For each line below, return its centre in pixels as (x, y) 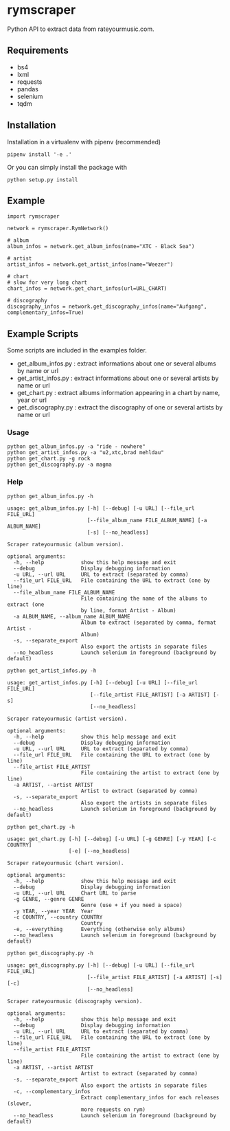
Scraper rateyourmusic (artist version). (67, 719)
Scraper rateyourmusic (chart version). (66, 863)
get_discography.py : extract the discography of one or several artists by (120, 407)
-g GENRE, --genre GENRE (49, 899)
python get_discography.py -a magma (59, 465)
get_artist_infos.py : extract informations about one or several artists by (118, 378)
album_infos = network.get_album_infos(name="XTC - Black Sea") (101, 247)
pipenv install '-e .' (39, 154)
